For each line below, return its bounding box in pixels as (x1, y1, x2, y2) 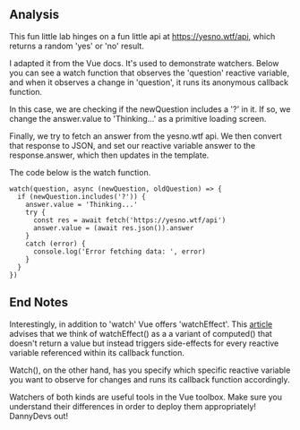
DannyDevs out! (9, 410, 69, 421)
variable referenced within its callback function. (9, 347, 185, 357)
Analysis (9, 7, 60, 22)
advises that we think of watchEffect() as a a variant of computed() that (9, 328, 273, 339)
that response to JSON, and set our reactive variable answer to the (9, 140, 256, 150)
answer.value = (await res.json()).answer (32, 223, 194, 232)
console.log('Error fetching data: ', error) (32, 246, 206, 256)
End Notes (9, 295, 69, 310)
